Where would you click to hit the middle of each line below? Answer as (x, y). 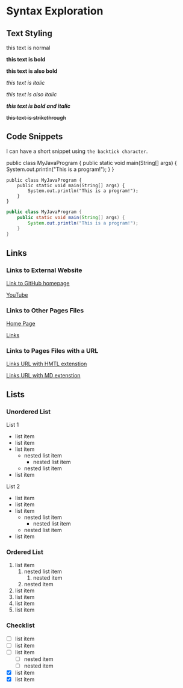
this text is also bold (32, 71)
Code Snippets (35, 137)
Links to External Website (44, 270)
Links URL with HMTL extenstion (47, 364)
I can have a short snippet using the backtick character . (77, 151)
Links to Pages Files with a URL (52, 351)
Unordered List (29, 412)
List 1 (13, 425)
